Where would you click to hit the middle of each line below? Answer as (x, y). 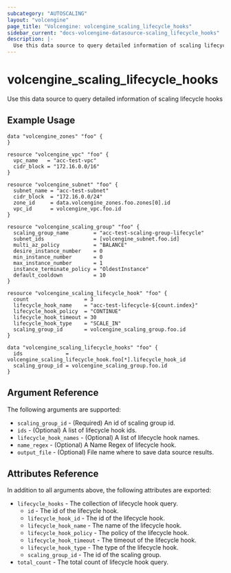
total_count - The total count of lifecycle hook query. (92, 562)
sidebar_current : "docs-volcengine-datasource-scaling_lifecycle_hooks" (113, 33)
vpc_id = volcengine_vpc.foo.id (67, 209)
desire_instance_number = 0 (58, 251)
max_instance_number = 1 (58, 263)
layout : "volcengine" (38, 20)
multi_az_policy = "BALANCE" (70, 245)
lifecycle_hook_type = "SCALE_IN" (67, 323)
